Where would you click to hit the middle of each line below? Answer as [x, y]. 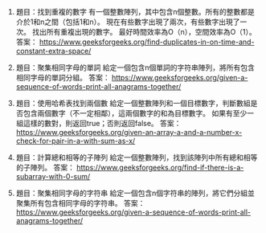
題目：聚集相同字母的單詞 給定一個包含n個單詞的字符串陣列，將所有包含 [135, 67]
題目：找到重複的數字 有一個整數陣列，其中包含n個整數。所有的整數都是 [135, 12]
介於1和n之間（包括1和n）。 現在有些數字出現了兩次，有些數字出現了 [128, 22]
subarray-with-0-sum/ [53, 176]
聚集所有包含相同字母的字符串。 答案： [80, 203]
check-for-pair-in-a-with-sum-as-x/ [76, 141]
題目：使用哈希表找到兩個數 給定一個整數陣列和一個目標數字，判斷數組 [133, 103]
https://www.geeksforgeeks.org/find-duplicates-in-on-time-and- [147, 42]
